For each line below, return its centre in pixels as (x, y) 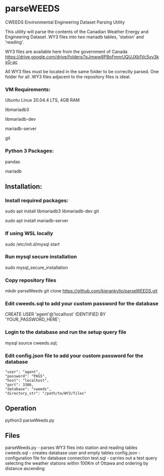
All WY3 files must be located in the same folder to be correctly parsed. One (82, 71)
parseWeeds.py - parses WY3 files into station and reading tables (71, 448)
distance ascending (25, 468)
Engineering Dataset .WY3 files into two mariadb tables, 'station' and (74, 37)
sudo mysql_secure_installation (36, 267)
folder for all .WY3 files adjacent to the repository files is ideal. (68, 77)
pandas (13, 161)
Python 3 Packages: (29, 151)
